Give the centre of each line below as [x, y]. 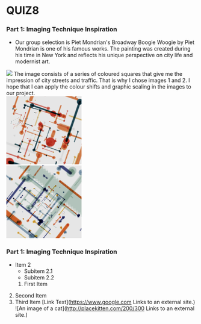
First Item [36, 284]
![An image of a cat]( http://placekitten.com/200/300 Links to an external [104, 308]
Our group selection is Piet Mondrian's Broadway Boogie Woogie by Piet [104, 42]
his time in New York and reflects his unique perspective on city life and [104, 55]
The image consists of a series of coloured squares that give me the [98, 74]
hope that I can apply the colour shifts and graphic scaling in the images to [99, 87]
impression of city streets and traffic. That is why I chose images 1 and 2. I [98, 80]
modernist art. [32, 61]
